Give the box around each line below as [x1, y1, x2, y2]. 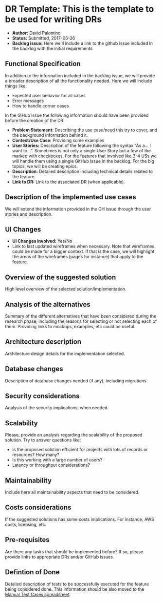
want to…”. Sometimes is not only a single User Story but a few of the [12, 147, 151, 153]
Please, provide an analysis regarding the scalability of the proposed [5, 432, 143, 438]
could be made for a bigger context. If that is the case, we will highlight [12, 249, 155, 254]
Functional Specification [5, 60, 81, 68]
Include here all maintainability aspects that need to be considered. [5, 489, 140, 495]
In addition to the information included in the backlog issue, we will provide [5, 72, 155, 79]
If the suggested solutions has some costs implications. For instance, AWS [5, 516, 154, 522]
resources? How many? [12, 452, 59, 457]
